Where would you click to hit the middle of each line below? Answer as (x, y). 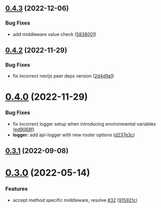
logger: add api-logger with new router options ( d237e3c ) (74, 135)
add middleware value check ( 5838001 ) (54, 34)
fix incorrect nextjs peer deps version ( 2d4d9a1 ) (63, 76)
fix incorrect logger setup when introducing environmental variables (84, 124)
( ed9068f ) (24, 129)
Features (17, 189)
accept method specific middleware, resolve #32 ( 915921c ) (75, 200)
